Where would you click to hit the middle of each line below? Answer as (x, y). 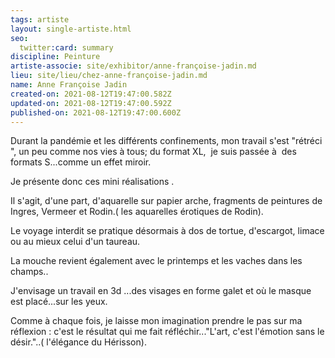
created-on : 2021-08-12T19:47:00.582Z (91, 94)
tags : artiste (40, 19)
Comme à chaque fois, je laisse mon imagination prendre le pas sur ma (156, 321)
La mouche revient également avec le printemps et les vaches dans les (156, 261)
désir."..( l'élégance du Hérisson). (78, 342)
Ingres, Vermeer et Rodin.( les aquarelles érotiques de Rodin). (137, 212)
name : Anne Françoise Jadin (69, 85)
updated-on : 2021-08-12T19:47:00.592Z (91, 103)
